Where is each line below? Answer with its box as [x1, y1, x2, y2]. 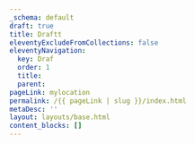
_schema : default [9, 13, 75, 22]
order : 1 [17, 64, 50, 72]
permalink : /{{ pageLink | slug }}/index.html [9, 96, 187, 106]
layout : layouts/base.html [9, 113, 111, 122]
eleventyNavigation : [9, 47, 87, 55]
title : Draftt [9, 30, 63, 38]
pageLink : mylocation [9, 88, 91, 97]
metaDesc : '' [9, 105, 58, 114]
